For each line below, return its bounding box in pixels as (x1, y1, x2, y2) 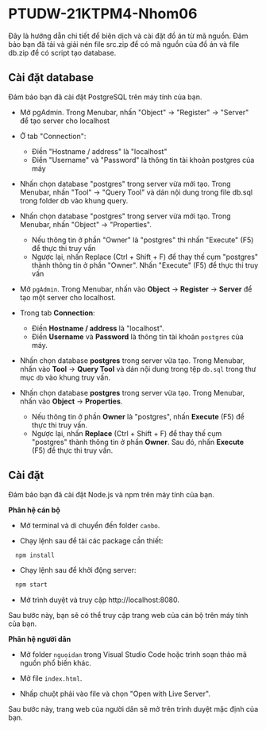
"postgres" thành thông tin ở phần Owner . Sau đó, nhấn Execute (31, 437, 245, 446)
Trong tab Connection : (19, 307, 95, 318)
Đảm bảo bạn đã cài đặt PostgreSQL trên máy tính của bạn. (8, 92, 202, 102)
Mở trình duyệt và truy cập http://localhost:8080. (19, 595, 180, 604)
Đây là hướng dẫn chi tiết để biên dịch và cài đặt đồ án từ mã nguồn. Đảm (8, 31, 249, 41)
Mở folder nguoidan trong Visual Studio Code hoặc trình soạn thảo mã (19, 650, 248, 659)
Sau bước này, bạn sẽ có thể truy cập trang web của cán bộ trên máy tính (8, 611, 249, 620)
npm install (15, 551, 56, 559)
